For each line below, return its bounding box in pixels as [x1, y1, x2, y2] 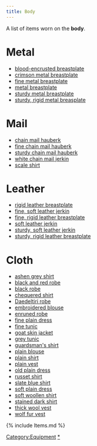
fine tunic [14, 323, 38, 330]
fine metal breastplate [14, 77, 68, 84]
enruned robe [14, 310, 48, 318]
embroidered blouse [14, 304, 64, 311]
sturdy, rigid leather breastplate [14, 233, 91, 240]
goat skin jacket [14, 329, 53, 336]
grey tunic [14, 335, 39, 342]
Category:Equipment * [6, 434, 61, 441]
